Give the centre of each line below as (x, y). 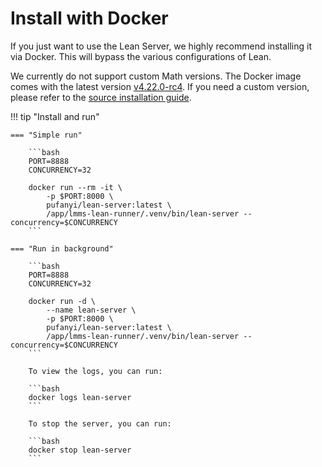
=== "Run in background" (62, 248)
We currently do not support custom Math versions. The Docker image (156, 76)
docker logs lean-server (80, 397)
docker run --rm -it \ (75, 187)
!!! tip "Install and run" (55, 116)
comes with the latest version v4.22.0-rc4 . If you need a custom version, (160, 86)
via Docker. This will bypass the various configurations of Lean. (141, 56)
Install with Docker (89, 18)
